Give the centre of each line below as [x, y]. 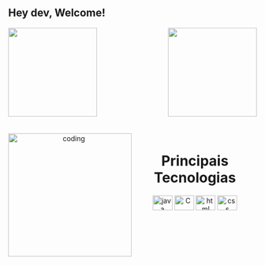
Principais [195, 161]
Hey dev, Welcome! [57, 13]
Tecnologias [195, 177]
